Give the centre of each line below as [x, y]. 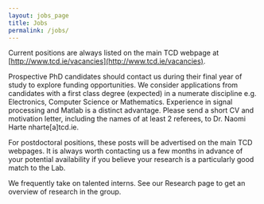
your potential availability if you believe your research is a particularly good [131, 160]
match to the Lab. [37, 168]
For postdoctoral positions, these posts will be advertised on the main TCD [130, 143]
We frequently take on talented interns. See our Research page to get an [127, 183]
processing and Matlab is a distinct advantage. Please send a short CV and [131, 110]
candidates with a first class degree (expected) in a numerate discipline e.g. [132, 94]
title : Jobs [28, 23]
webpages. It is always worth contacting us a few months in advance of [126, 151]
